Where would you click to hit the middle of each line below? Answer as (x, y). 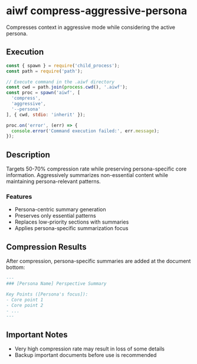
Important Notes (37, 335)
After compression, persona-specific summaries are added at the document (98, 261)
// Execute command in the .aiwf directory (60, 82)
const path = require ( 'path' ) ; (45, 71)
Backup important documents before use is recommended (86, 355)
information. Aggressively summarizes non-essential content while (87, 175)
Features (19, 196)
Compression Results (46, 247)
